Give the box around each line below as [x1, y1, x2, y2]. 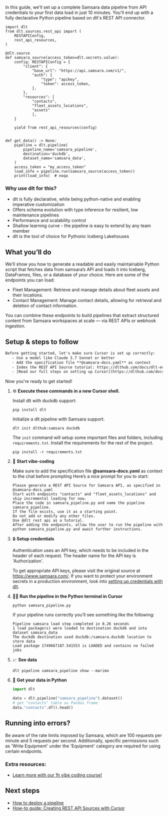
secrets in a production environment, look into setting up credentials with [12, 578, 163, 584]
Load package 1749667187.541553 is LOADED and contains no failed [12, 643, 154, 648]
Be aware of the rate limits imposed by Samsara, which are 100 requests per [5, 732, 162, 738]
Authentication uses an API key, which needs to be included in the [12, 547, 149, 553]
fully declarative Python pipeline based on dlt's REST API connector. [5, 15, 146, 20]
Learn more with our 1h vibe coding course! [12, 772, 102, 778]
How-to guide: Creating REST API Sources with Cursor [12, 805, 125, 811]
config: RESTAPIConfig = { [14, 59, 70, 64]
